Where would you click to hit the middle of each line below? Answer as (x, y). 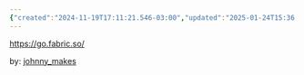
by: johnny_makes (43, 61)
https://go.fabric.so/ (47, 43)
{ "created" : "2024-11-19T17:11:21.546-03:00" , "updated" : (117, 18)
